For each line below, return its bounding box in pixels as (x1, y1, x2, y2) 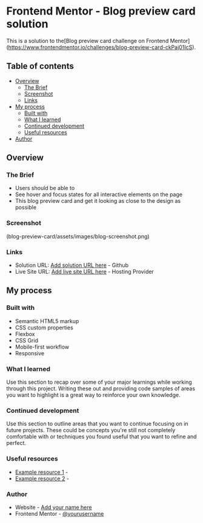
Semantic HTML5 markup (15, 317, 79, 324)
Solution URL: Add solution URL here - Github (15, 261, 129, 269)
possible (15, 204, 37, 211)
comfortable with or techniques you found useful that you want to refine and (6, 433, 197, 440)
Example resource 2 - (15, 475, 70, 482)
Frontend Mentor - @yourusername (15, 510, 104, 517)
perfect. (6, 439, 26, 447)
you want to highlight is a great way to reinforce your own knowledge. (6, 392, 181, 399)
